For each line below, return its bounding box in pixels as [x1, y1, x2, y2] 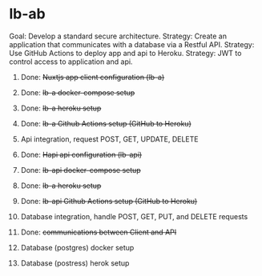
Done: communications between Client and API [20, 227, 177, 237]
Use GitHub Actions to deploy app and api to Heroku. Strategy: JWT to [9, 48, 242, 58]
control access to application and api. [9, 57, 133, 66]
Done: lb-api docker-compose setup [20, 165, 141, 174]
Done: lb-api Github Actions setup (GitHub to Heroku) [20, 196, 198, 206]
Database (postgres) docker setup [20, 242, 135, 252]
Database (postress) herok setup [20, 258, 130, 268]
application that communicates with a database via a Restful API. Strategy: [9, 39, 255, 49]
